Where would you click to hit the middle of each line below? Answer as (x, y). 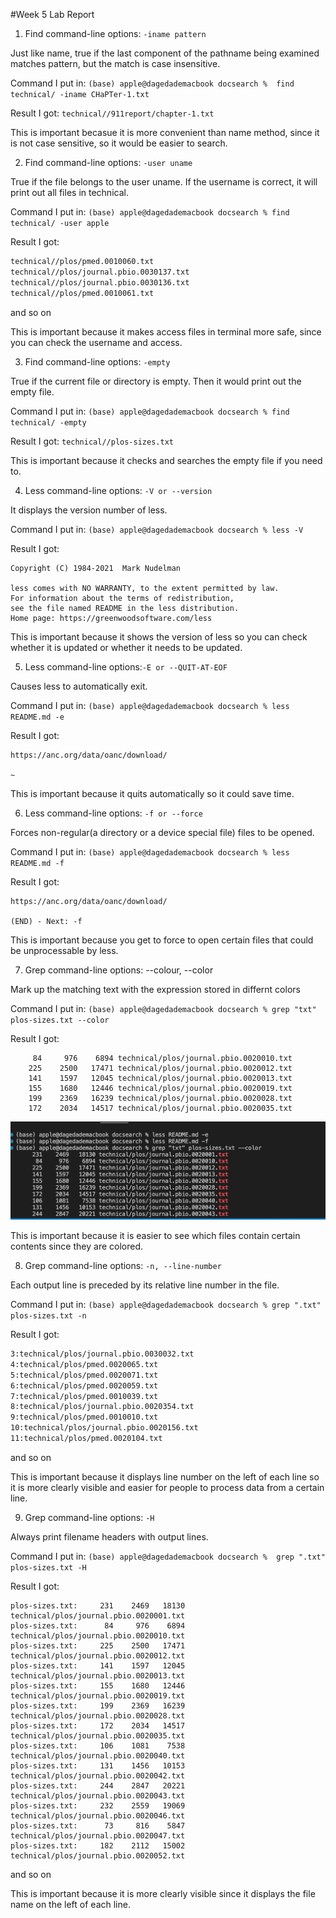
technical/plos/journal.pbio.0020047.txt (98, 1835)
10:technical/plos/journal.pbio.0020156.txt (104, 1428)
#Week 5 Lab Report (52, 14)
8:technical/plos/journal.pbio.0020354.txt (102, 1407)
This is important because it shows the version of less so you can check (159, 636)
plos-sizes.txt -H (48, 1567)
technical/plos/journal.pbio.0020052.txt (98, 1855)
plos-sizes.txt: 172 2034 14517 (98, 1725)
